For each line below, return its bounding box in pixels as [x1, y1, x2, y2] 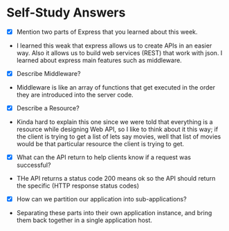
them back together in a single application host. [16, 216, 153, 225]
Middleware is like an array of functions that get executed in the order [16, 83, 216, 92]
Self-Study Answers [6, 5, 126, 21]
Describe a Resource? [16, 104, 80, 112]
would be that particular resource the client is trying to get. [16, 140, 185, 148]
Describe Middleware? [16, 70, 81, 77]
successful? [16, 161, 51, 170]
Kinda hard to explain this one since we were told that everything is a [16, 118, 213, 126]
